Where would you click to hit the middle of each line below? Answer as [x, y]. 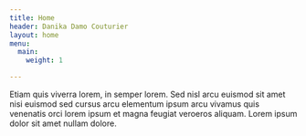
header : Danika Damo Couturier [69, 26]
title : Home [32, 18]
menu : [20, 43]
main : [28, 52]
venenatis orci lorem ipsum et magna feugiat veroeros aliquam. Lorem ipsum [153, 114]
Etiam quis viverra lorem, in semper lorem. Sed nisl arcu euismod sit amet [148, 94]
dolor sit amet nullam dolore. [63, 123]
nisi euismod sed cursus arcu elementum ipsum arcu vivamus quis [135, 104]
